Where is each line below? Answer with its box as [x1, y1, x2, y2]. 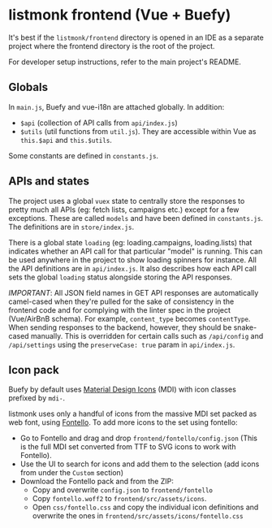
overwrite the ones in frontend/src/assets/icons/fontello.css [32, 511, 244, 521]
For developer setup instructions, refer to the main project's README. [8, 57, 242, 67]
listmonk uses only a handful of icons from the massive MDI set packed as [8, 409, 257, 419]
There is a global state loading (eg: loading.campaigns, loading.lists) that [8, 237, 253, 247]
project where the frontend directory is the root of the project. [8, 41, 215, 50]
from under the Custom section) [19, 468, 124, 478]
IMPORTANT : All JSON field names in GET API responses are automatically [8, 288, 259, 297]
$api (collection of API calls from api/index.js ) [19, 118, 178, 128]
